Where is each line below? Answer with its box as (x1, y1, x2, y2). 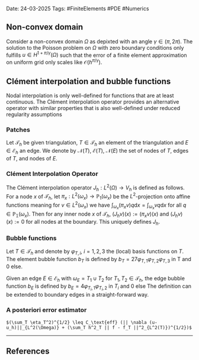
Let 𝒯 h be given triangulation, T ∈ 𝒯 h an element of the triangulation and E (6, 139, 188, 147)
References (6, 346, 50, 356)
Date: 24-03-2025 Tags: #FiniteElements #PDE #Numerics (6, 5, 149, 12)
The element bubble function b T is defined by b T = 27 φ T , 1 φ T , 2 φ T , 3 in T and (6, 255, 191, 264)
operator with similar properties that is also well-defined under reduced (6, 104, 181, 111)
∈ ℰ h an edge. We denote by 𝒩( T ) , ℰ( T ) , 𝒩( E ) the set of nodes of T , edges (6, 147, 189, 156)
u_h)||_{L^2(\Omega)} (6, 324, 60, 330)
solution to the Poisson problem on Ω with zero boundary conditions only (6, 44, 184, 51)
